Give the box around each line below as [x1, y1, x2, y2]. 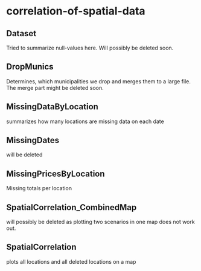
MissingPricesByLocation [6, 168, 105, 179]
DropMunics [6, 62, 54, 72]
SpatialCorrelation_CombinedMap [6, 202, 137, 212]
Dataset [6, 28, 37, 39]
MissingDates [6, 135, 59, 145]
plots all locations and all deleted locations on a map [6, 258, 136, 265]
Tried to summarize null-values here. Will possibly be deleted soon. [6, 44, 174, 51]
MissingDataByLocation [6, 101, 98, 112]
